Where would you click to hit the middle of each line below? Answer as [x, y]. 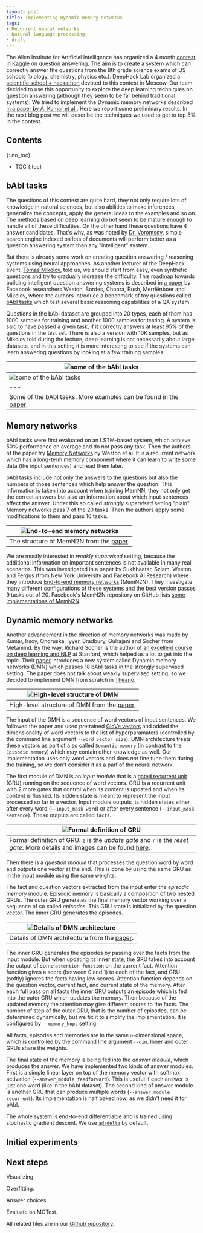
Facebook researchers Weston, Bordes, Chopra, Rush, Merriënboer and [96, 289]
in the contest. [24, 121]
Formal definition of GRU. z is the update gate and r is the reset [99, 840]
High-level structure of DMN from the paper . [73, 705]
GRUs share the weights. [37, 1048]
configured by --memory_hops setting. [52, 1024]
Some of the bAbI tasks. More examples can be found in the [94, 396]
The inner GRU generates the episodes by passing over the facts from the [98, 953]
